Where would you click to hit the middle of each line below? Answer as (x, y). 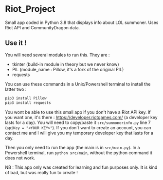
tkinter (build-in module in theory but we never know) (65, 64)
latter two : (16, 89)
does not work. (20, 158)
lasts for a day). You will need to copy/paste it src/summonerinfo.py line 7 (78, 122)
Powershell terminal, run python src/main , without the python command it (79, 153)
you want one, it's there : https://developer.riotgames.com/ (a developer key (81, 117)
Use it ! (16, 43)
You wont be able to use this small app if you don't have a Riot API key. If (78, 112)
